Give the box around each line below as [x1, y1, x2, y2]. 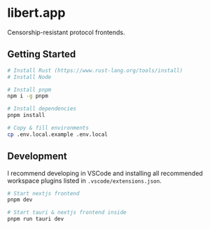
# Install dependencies [7, 105, 77, 113]
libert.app [7, 5, 66, 21]
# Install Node [7, 74, 52, 81]
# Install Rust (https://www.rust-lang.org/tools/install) [7, 67, 183, 74]
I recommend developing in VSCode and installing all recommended [7, 169, 203, 177]
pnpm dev [7, 196, 33, 204]
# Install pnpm [7, 86, 52, 93]
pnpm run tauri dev [7, 216, 64, 223]
